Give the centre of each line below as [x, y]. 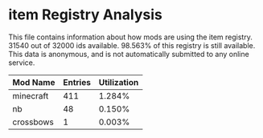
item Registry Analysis [85, 15]
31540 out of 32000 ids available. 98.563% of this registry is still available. [132, 45]
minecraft [31, 95]
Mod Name [34, 82]
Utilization [119, 82]
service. [22, 63]
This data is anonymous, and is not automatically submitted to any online [129, 54]
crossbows [33, 122]
